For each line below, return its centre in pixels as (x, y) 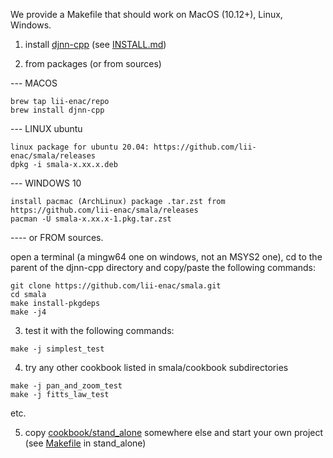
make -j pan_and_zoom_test (66, 386)
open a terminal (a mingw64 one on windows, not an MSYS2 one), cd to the (166, 257)
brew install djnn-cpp (57, 110)
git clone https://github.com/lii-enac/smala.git (116, 286)
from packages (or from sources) (93, 63)
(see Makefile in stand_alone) (85, 443)
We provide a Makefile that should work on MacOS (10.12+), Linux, (146, 14)
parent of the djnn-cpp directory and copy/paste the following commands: (163, 267)
